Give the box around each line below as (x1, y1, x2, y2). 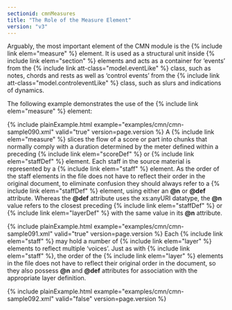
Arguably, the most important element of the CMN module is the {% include (7, 42, 223, 51)
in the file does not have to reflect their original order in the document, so (7, 259, 216, 268)
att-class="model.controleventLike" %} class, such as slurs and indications (7, 79, 222, 87)
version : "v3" (7, 23, 48, 30)
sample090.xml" (7, 128, 54, 136)
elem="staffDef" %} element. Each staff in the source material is (7, 157, 191, 166)
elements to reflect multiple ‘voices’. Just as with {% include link (7, 244, 190, 253)
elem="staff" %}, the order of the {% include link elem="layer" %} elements (7, 252, 224, 260)
